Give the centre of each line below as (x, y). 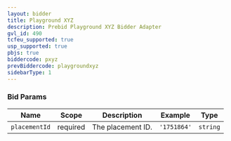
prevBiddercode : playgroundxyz (53, 66)
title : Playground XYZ (40, 20)
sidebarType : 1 (29, 72)
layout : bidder (29, 14)
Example (176, 115)
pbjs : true (23, 53)
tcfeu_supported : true (40, 40)
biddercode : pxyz (33, 60)
